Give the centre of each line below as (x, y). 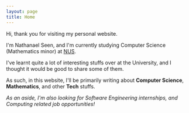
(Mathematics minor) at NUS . (41, 51)
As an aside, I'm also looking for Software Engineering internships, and (92, 98)
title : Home (20, 17)
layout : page (22, 11)
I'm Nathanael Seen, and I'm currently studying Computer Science (86, 45)
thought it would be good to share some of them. (65, 69)
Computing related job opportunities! (51, 104)
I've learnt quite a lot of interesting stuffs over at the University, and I (89, 63)
